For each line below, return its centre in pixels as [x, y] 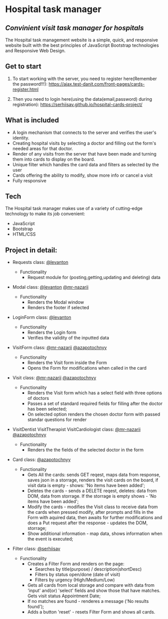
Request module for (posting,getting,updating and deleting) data [94, 278]
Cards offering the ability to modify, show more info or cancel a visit [82, 175]
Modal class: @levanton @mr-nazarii [50, 287]
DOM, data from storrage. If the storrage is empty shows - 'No [92, 496]
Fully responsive [29, 180]
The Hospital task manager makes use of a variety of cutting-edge [74, 209]
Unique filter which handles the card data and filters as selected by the [86, 164]
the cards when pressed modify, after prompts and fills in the [91, 512]
